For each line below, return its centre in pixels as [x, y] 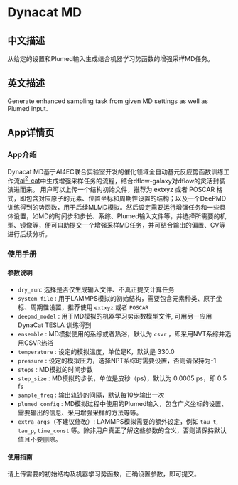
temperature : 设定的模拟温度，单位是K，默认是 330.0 [96, 352]
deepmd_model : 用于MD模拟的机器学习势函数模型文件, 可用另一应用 [115, 316]
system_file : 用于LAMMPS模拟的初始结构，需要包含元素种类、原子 [117, 299]
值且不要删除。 [39, 439]
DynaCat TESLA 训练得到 [54, 325]
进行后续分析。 [29, 234]
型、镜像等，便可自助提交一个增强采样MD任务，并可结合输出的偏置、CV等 [117, 225]
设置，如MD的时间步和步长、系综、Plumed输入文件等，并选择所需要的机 [120, 216]
